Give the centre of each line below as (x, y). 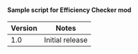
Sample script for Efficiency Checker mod (69, 10)
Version (24, 28)
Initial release (66, 40)
